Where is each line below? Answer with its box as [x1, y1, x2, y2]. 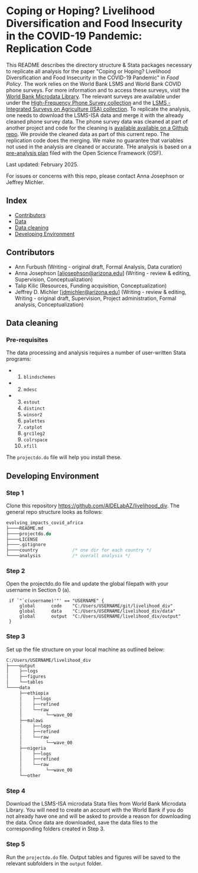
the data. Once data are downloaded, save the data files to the [6, 819, 158, 826]
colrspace [23, 437, 48, 443]
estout [23, 399, 40, 406]
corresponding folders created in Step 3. [6, 825, 105, 832]
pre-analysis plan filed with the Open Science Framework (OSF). [6, 149, 163, 156]
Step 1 [6, 489, 24, 497]
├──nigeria [19, 745, 46, 751]
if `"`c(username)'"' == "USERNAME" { [8, 598, 105, 604]
